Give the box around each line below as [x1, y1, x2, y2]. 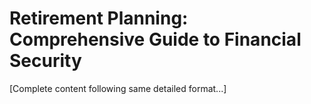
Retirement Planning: [9, 7, 189, 30]
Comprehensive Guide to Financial [9, 28, 302, 51]
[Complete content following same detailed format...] [9, 82, 227, 94]
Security [9, 50, 82, 72]
